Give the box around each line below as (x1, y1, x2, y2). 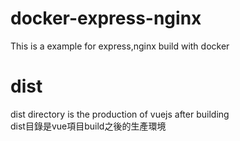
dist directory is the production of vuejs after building (10, 108, 230, 120)
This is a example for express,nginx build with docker (10, 40, 230, 52)
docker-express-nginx (10, 7, 202, 30)
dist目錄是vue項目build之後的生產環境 (10, 120, 167, 132)
